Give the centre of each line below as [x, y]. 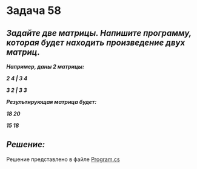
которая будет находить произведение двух [96, 42]
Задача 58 [34, 11]
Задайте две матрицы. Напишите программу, [99, 33]
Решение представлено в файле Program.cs [63, 159]
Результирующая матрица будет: [52, 102]
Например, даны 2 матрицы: [45, 67]
